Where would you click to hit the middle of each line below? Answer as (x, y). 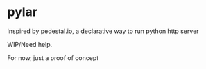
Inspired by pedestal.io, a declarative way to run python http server (103, 31)
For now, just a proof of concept (53, 58)
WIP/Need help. (30, 44)
